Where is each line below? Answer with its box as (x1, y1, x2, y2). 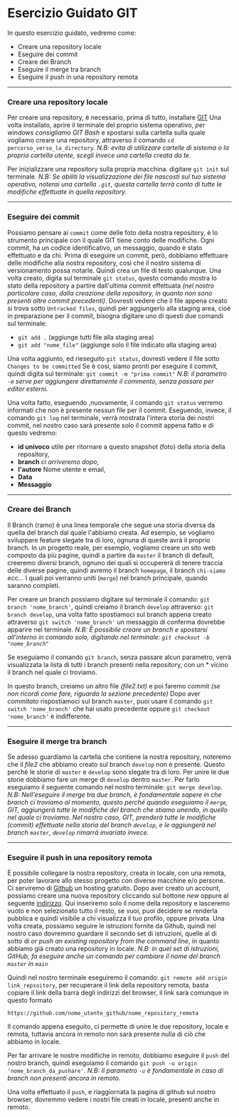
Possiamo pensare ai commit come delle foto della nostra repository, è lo (7, 228, 218, 236)
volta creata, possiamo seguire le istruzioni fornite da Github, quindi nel (7, 922, 216, 930)
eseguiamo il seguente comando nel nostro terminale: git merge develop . (7, 783, 223, 792)
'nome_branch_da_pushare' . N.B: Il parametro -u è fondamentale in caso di (7, 1066, 224, 1075)
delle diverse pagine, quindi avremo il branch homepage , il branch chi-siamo (7, 566, 226, 575)
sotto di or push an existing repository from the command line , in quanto (7, 937, 220, 945)
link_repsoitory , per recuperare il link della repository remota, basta (7, 981, 209, 990)
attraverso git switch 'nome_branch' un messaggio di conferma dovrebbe (7, 617, 225, 626)
